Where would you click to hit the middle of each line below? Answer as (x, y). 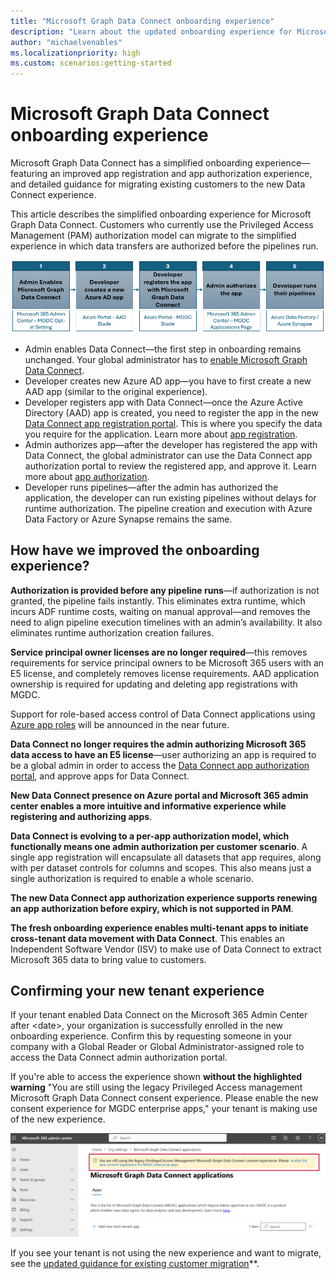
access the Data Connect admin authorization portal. (119, 1057)
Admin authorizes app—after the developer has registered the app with (171, 444)
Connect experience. (53, 195)
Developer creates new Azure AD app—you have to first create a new (168, 381)
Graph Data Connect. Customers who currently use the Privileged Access (162, 225)
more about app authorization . (87, 476)
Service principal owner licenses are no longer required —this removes (159, 652)
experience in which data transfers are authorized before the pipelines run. (164, 246)
